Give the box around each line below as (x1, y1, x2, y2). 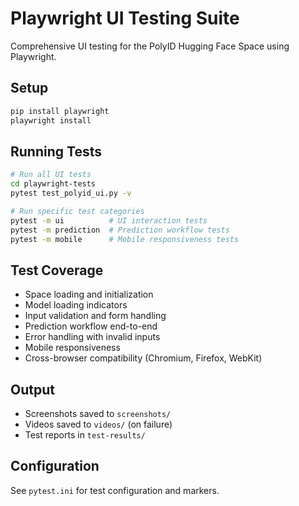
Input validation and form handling (24, 310, 167, 322)
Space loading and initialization (24, 288, 154, 301)
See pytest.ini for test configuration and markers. (10, 484, 220, 496)
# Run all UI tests (10, 170, 92, 180)
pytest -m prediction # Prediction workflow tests (10, 225, 230, 235)
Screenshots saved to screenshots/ (24, 408, 172, 420)
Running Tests (10, 143, 102, 160)
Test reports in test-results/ (24, 429, 146, 441)
